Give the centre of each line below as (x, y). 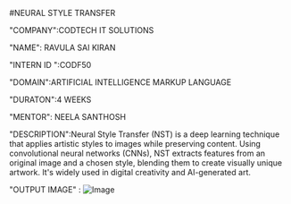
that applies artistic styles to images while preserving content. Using (135, 144)
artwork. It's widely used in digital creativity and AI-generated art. (130, 172)
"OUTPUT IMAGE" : (45, 190)
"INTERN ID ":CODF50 (50, 65)
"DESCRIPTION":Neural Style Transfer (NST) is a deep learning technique (145, 134)
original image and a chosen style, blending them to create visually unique (146, 163)
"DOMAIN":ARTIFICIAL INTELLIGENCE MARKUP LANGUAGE (121, 82)
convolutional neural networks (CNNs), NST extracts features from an (137, 153)
